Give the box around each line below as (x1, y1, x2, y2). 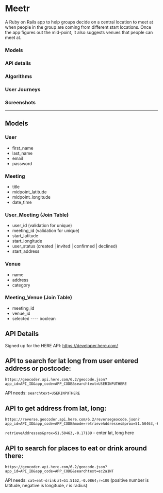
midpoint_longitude (12, 194, 51, 200)
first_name (12, 145, 34, 151)
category (12, 282, 31, 288)
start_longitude (12, 238, 43, 244)
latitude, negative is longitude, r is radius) (5, 483, 88, 489)
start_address (12, 248, 40, 254)
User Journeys (5, 86, 41, 93)
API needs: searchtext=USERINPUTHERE (5, 390, 80, 396)
